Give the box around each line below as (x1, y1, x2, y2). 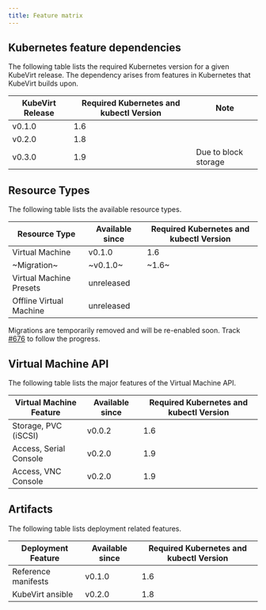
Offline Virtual (12, 295, 64, 306)
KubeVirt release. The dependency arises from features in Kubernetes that (8, 71, 251, 80)
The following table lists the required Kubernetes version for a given (8, 62, 230, 71)
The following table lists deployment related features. (8, 524, 182, 533)
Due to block (196, 147, 244, 158)
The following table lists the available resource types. (8, 205, 182, 214)
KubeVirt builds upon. (8, 79, 79, 88)
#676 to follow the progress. (8, 334, 101, 343)
